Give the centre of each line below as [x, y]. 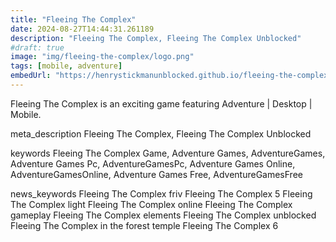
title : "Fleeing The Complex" [73, 19]
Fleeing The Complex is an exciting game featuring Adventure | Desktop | [161, 103]
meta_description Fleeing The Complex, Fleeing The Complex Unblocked [161, 133]
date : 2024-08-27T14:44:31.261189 [82, 29]
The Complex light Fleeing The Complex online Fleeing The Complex [151, 204]
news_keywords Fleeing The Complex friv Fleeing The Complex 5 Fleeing [161, 193]
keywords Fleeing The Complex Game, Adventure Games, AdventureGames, [168, 153]
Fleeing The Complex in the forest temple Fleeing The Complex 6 [144, 225]
